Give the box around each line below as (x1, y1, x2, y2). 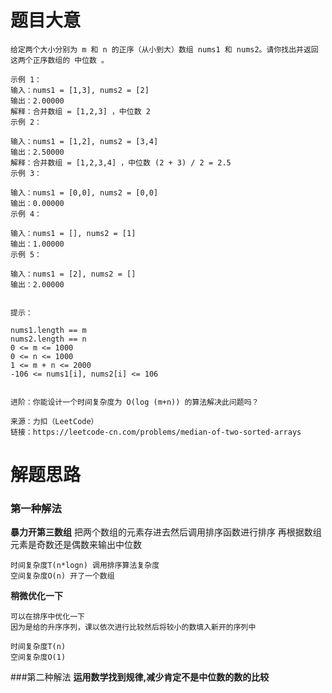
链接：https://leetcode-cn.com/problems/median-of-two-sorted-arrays (10, 427, 302, 437)
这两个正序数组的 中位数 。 (10, 55, 110, 65)
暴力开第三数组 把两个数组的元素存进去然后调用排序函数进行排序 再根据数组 (10, 526, 322, 538)
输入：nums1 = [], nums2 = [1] (10, 228, 137, 238)
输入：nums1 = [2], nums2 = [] (10, 269, 137, 279)
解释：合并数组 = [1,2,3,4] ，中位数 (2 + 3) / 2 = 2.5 (10, 157, 232, 168)
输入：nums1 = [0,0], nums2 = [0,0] (10, 187, 159, 198)
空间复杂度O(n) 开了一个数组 (10, 571, 115, 581)
